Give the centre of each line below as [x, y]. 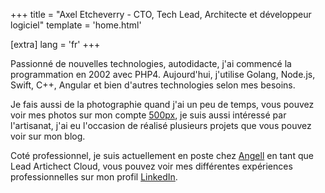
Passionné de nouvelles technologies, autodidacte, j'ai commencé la [151, 63]
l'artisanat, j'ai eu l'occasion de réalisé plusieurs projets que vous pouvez [161, 125]
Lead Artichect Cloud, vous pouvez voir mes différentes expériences [151, 166]
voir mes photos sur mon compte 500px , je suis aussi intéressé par [148, 115]
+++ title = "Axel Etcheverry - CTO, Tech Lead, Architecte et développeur [161, 14]
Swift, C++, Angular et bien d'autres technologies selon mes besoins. [153, 85]
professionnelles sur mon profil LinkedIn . [94, 177]
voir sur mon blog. [48, 136]
